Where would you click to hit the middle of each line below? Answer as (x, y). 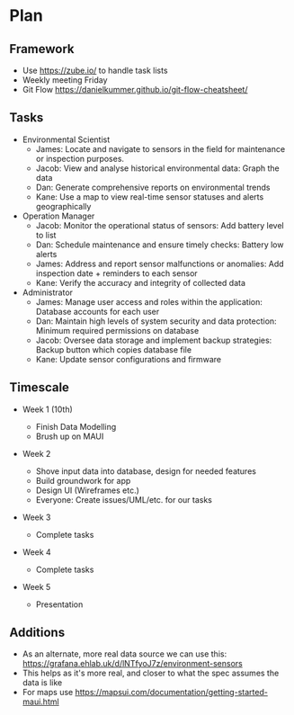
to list (46, 235)
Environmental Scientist (66, 139)
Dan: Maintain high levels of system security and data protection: (156, 321)
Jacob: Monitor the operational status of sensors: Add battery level (160, 225)
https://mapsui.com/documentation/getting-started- (171, 693)
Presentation (59, 604)
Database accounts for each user (98, 311)
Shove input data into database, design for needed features (146, 471)
